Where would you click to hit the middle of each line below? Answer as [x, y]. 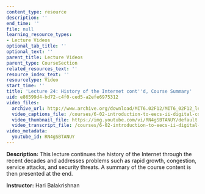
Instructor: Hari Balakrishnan [43, 185]
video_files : [23, 102]
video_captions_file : [39, 114]
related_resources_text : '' [42, 69]
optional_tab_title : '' [37, 46]
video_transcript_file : [42, 126]
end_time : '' [23, 23]
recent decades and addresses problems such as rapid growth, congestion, [101, 160]
